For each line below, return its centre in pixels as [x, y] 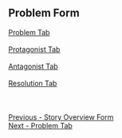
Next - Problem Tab [41, 125]
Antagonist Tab [33, 66]
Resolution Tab [33, 83]
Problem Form [44, 13]
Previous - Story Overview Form [61, 117]
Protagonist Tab [34, 49]
